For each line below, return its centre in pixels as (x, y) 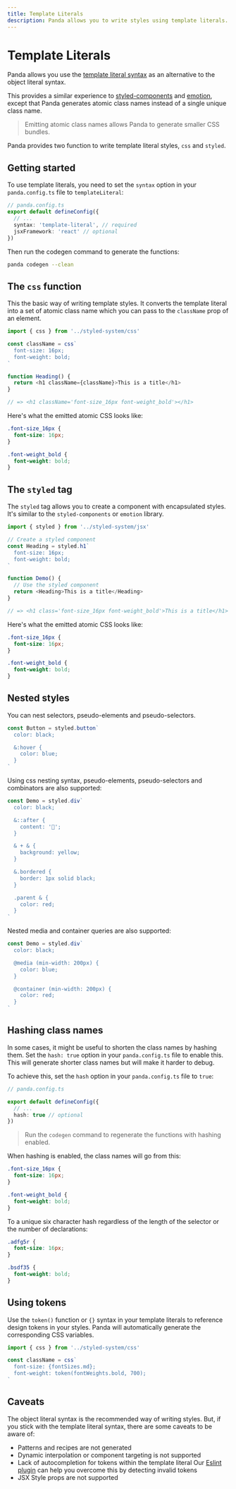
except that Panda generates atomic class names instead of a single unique (117, 104)
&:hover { (28, 747)
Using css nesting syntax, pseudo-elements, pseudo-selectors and (105, 780)
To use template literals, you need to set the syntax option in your (102, 185)
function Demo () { (34, 579)
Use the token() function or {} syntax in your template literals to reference (115, 1320)
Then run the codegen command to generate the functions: (93, 252)
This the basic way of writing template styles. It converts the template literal (117, 303)
